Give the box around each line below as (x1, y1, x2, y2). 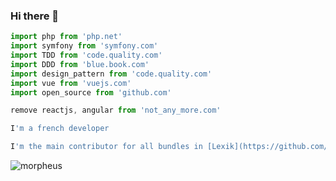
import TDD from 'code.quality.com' (10, 50, 163, 61)
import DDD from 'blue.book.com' (10, 59, 150, 69)
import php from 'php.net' (10, 32, 123, 42)
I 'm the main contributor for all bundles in (10, 142, 203, 152)
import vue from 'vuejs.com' (10, 78, 132, 88)
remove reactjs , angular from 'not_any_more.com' (10, 105, 222, 116)
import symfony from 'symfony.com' (10, 41, 159, 51)
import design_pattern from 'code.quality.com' (10, 69, 213, 79)
